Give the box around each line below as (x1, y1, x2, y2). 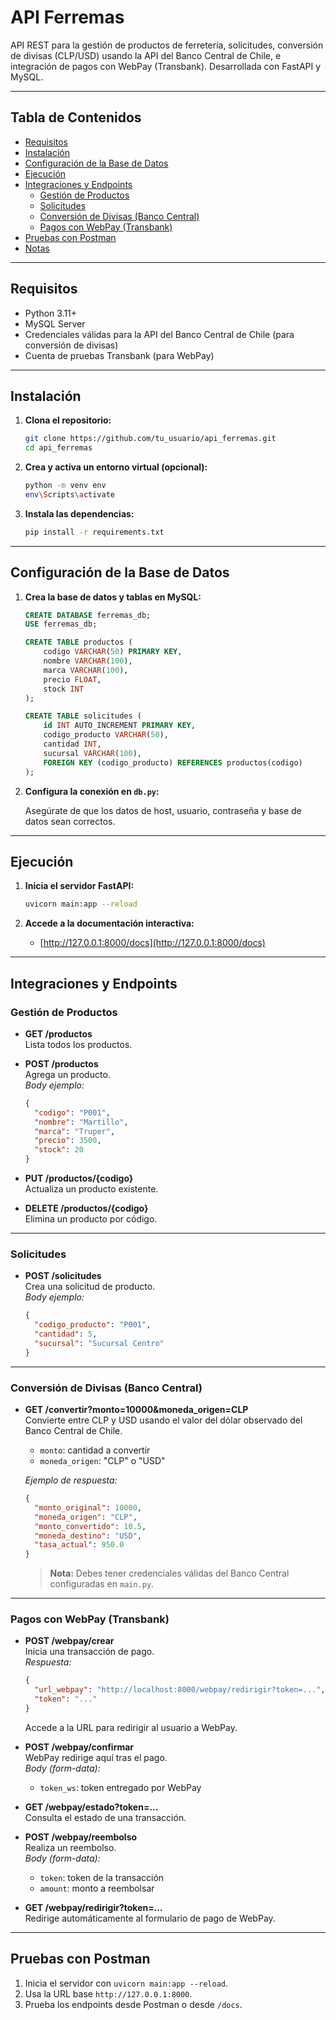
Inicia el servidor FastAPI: (24, 880, 135, 892)
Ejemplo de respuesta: (24, 1474, 118, 1486)
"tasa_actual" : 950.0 (34, 1540, 125, 1550)
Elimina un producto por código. (24, 1213, 158, 1225)
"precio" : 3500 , (34, 1136, 102, 1146)
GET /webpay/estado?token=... (24, 1801, 159, 1813)
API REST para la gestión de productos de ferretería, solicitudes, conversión (10, 39, 324, 51)
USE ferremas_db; (24, 619, 98, 630)
